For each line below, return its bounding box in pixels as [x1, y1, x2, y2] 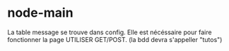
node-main [7, 5, 74, 21]
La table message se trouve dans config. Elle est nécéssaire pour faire [7, 28, 212, 36]
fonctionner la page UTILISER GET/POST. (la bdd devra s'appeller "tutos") [7, 35, 223, 43]
